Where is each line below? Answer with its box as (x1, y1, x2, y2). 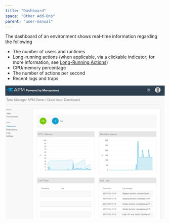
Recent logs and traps (12, 76, 59, 82)
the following (5, 39, 32, 45)
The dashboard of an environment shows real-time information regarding (5, 33, 158, 40)
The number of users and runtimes (12, 49, 86, 55)
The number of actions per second (12, 70, 86, 76)
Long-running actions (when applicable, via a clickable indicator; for (12, 54, 155, 60)
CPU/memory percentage (12, 65, 66, 71)
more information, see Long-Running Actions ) (12, 59, 108, 65)
